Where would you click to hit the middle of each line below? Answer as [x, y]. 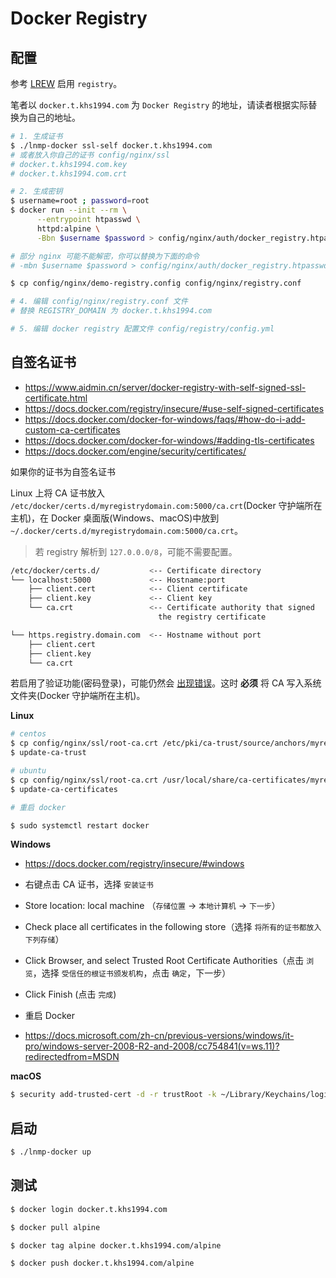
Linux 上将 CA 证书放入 [57, 493]
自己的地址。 [54, 117]
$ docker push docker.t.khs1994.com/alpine [102, 1263]
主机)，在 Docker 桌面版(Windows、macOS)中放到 [115, 518]
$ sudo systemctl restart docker [80, 825]
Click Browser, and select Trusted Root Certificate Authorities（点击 [164, 961]
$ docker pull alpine [55, 1227]
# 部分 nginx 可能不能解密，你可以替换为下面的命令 [105, 256]
